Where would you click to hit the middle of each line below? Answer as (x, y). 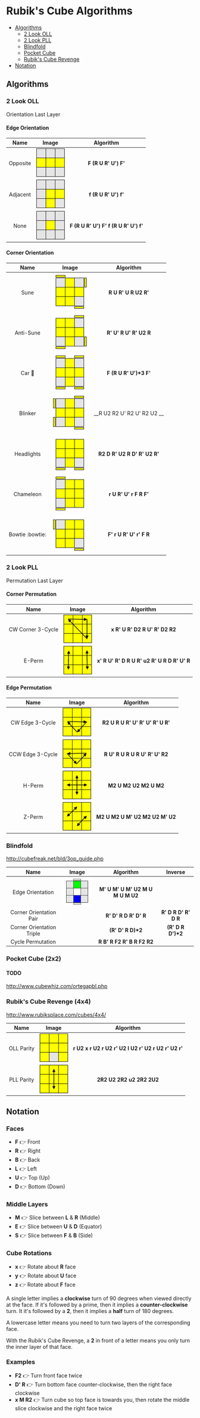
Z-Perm (33, 817)
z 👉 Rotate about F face (45, 1284)
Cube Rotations (29, 1253)
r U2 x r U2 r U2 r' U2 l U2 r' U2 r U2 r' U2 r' (128, 1048)
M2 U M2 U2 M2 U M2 (136, 785)
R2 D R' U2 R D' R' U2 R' (129, 454)
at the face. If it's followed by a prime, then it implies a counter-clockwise (97, 1305)
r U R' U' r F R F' (129, 494)
